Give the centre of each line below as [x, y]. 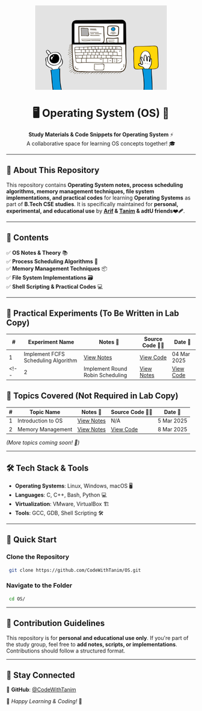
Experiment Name [51, 342]
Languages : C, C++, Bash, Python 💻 [61, 495]
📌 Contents [28, 238]
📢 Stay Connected [41, 675]
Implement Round [106, 369]
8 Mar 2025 [172, 429]
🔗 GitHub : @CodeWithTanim [41, 690]
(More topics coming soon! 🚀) [43, 443]
